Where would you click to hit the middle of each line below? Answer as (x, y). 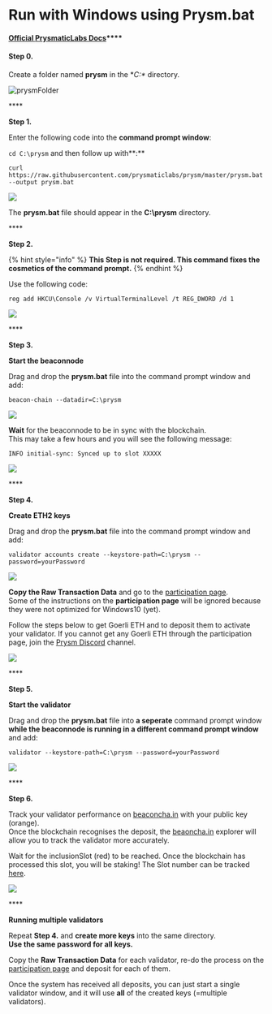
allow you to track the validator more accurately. (89, 840)
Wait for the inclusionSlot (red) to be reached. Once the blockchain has (127, 856)
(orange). (24, 822)
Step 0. (21, 56)
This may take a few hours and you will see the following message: (120, 438)
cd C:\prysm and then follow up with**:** (77, 153)
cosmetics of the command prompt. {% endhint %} (96, 268)
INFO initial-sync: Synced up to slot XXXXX (85, 453)
